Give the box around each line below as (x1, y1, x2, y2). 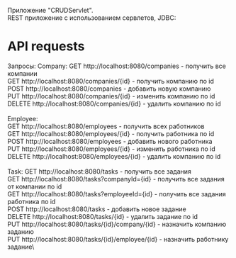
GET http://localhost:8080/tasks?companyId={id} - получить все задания (7, 174, 225, 183)
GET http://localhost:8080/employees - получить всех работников (7, 122, 205, 130)
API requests (7, 38, 85, 55)
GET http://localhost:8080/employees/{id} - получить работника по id (7, 129, 215, 138)
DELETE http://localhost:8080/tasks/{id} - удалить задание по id (7, 212, 198, 220)
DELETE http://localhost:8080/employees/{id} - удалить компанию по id (7, 152, 221, 160)
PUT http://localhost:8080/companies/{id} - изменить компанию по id (7, 91, 215, 100)
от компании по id (7, 182, 62, 191)
